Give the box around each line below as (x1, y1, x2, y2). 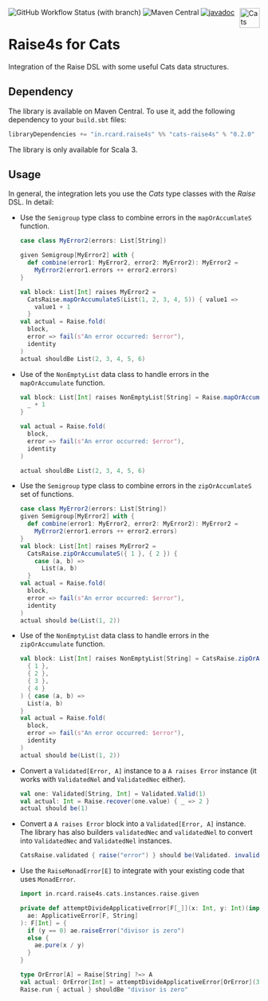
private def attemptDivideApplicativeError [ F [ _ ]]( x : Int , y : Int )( (19, 904, 250, 912)
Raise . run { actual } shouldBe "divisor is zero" (19, 985, 189, 994)
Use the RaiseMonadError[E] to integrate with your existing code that (19, 866, 245, 876)
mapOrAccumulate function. (19, 378, 105, 387)
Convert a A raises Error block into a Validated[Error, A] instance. (19, 819, 246, 828)
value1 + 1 (34, 303, 71, 311)
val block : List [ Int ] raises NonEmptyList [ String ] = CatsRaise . (19, 655, 238, 663)
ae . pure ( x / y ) (34, 941, 85, 950)
